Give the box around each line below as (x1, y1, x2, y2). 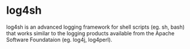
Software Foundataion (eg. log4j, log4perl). (6, 36, 112, 43)
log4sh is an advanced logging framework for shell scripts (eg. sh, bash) (6, 23, 185, 30)
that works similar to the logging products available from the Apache (6, 29, 175, 36)
